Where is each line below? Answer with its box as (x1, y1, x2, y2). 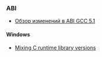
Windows (6, 31, 30, 38)
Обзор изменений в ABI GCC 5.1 (14, 18, 95, 25)
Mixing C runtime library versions (14, 44, 96, 51)
